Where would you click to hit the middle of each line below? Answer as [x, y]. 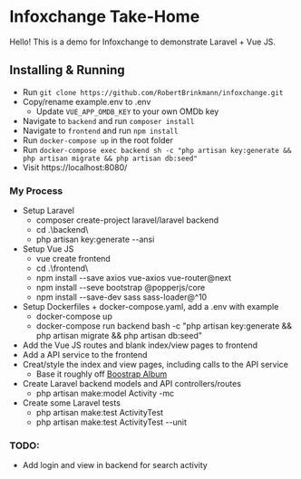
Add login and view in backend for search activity [115, 465]
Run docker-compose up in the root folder [98, 140]
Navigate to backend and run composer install [108, 120]
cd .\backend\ [62, 230]
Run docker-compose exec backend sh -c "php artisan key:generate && [157, 149]
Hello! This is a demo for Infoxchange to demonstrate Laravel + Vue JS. [143, 42]
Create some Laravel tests [71, 403]
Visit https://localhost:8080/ [75, 167]
